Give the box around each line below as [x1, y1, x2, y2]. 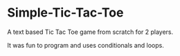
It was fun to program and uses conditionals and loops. [7, 41, 164, 49]
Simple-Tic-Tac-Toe [7, 5, 124, 21]
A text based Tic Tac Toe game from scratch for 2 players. [7, 28, 174, 36]
